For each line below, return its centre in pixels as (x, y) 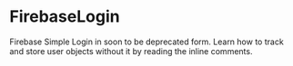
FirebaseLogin (65, 17)
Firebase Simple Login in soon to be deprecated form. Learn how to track (146, 42)
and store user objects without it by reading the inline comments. (131, 51)
